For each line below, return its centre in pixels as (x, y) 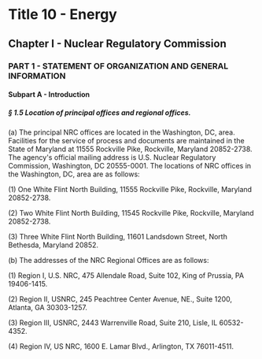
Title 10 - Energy (63, 15)
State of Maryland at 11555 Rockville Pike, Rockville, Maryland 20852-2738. (131, 149)
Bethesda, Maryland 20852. (54, 245)
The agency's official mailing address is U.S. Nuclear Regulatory (112, 157)
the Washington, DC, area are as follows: (74, 174)
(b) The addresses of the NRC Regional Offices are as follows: (109, 261)
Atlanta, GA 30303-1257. (48, 308)
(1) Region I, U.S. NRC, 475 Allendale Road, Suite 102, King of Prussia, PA (126, 276)
